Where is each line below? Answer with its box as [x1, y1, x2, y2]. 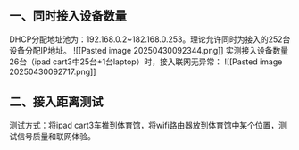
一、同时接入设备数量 [9, 8, 127, 24]
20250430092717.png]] [9, 66, 96, 77]
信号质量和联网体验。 [16, 130, 96, 141]
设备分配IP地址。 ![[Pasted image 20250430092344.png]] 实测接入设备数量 [9, 45, 288, 55]
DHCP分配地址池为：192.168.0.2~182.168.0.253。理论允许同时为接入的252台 [9, 34, 291, 45]
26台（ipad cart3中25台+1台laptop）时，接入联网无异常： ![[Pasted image [9, 56, 283, 67]
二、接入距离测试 [9, 95, 104, 110]
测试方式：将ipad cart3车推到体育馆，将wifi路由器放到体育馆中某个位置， [9, 120, 279, 130]
